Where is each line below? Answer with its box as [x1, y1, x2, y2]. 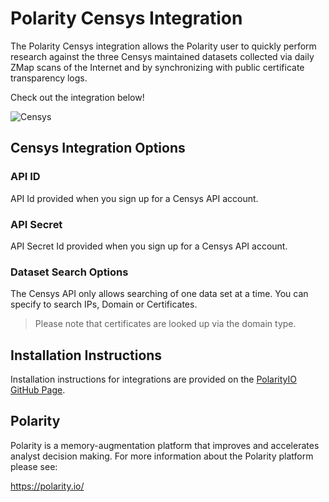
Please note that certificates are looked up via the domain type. [34, 318, 297, 330]
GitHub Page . [10, 384, 66, 396]
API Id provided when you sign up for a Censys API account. [10, 192, 259, 204]
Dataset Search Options [10, 265, 129, 279]
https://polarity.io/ [10, 480, 85, 492]
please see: [10, 460, 58, 472]
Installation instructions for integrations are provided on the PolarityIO [10, 373, 297, 386]
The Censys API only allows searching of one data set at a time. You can [10, 288, 309, 300]
